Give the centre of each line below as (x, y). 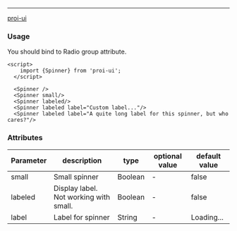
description (82, 161)
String (127, 217)
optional (168, 156)
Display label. (75, 188)
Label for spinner (81, 217)
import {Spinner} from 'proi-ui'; (71, 71)
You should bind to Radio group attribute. (67, 52)
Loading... (207, 217)
